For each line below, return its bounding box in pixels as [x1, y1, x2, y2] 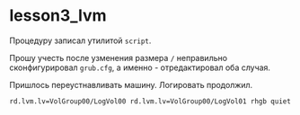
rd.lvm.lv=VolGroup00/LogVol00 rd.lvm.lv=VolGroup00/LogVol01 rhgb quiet [9, 96, 292, 106]
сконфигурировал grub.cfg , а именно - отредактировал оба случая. [9, 62, 271, 73]
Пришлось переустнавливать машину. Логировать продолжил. [9, 79, 253, 90]
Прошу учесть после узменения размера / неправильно [9, 52, 227, 63]
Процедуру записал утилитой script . [9, 35, 152, 46]
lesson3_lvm [9, 5, 107, 26]
